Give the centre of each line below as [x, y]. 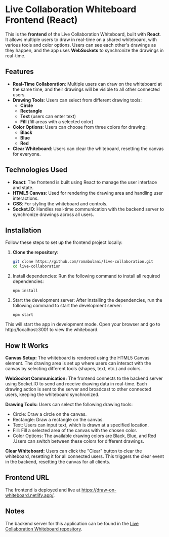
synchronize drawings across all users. [53, 214]
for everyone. [27, 154]
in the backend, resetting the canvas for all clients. [58, 461]
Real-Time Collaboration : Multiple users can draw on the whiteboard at [87, 84]
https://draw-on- [99, 490]
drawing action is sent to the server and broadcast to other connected [78, 389]
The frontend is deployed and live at [43, 490]
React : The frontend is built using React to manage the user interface [85, 182]
